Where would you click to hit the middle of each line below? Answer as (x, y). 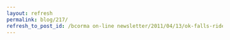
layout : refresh (30, 13)
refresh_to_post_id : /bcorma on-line (60, 26)
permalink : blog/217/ (37, 20)
